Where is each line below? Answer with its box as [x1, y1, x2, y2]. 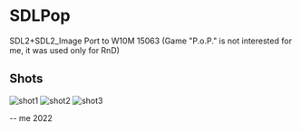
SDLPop [9, 5, 71, 26]
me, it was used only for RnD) [9, 44, 121, 55]
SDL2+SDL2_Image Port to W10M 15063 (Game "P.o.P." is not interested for [9, 35, 293, 46]
